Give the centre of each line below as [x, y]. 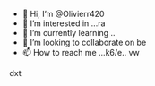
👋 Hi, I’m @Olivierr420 [63, 14]
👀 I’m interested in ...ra [64, 23]
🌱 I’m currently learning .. [69, 33]
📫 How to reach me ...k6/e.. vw [81, 52]
